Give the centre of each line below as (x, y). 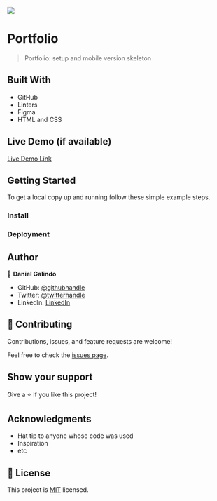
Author (23, 257)
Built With (29, 80)
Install (18, 215)
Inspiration (33, 443)
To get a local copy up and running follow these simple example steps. (109, 197)
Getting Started (42, 180)
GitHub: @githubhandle (51, 288)
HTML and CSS (40, 119)
